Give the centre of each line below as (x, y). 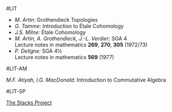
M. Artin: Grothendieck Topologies (56, 20)
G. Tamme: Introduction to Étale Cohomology (69, 26)
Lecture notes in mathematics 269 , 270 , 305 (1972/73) (81, 45)
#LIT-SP (16, 91)
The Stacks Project (29, 103)
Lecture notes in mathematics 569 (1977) (64, 57)
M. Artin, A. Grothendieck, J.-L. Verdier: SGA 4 (71, 38)
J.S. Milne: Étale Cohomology (50, 32)
